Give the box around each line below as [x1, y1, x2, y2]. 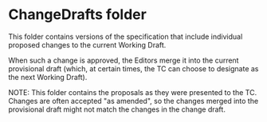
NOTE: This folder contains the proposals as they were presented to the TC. [8, 87, 257, 97]
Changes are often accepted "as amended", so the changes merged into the [8, 96, 259, 105]
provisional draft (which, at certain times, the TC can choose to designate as [8, 63, 259, 73]
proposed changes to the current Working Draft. [8, 40, 167, 49]
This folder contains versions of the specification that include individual [8, 32, 243, 41]
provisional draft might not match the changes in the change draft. [8, 105, 226, 114]
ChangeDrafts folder [8, 6, 147, 24]
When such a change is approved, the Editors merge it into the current [8, 55, 239, 65]
